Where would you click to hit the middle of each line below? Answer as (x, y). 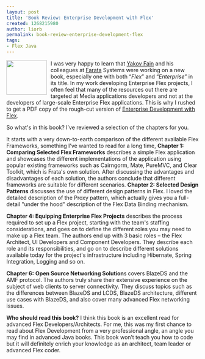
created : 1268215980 (33, 23)
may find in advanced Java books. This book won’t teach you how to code (100, 337)
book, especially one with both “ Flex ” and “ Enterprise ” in (122, 76)
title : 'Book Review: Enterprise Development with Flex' (80, 18)
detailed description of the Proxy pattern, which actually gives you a (92, 198)
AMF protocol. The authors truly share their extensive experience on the (97, 279)
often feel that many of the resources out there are (114, 89)
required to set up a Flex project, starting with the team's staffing (88, 222)
